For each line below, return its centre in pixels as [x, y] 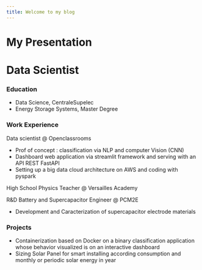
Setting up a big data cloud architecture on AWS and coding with [96, 169]
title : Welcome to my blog [41, 12]
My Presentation [49, 42]
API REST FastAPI [37, 163]
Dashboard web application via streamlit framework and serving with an [106, 156]
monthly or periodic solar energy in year [66, 260]
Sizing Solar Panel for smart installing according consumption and [98, 254]
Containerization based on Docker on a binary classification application [105, 240]
